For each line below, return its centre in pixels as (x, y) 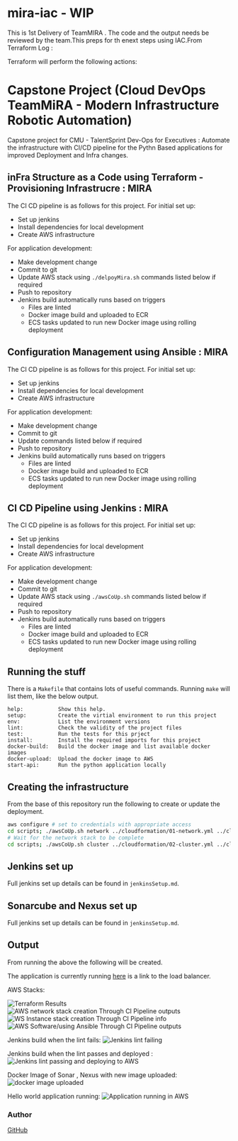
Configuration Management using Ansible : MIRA (118, 352)
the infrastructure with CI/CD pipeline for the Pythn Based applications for (115, 148)
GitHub (18, 1130)
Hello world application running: (54, 1096)
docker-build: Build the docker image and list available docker (109, 746)
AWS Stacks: (26, 990)
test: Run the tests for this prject (79, 734)
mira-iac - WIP (51, 13)
